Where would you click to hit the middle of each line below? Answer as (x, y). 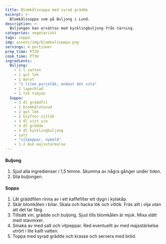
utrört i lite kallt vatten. (35, 231)
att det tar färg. (28, 210)
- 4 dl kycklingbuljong (39, 130)
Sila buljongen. (28, 177)
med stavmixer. (28, 221)
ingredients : (19, 61)
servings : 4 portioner (29, 47)
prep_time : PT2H (22, 51)
